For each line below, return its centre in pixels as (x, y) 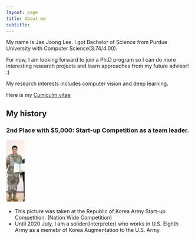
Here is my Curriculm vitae (38, 95)
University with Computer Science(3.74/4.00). (62, 48)
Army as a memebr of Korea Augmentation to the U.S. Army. (87, 230)
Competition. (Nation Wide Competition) (63, 217)
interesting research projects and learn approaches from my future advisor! (98, 66)
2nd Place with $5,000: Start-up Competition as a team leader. (98, 130)
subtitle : (18, 25)
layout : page (22, 12)
